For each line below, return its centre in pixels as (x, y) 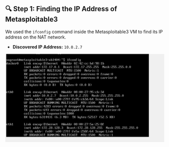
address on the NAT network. (36, 37)
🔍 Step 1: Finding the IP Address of (61, 9)
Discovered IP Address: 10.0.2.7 (47, 47)
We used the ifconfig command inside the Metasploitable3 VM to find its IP (84, 31)
